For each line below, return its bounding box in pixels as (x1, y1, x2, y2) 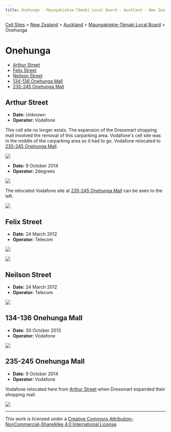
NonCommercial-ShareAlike (5, 421, 64, 427)
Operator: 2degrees (12, 168, 55, 174)
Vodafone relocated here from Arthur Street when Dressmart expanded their (5, 386, 165, 392)
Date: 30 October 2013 (12, 327, 61, 333)
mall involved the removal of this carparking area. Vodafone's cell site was (5, 132, 161, 138)
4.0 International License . (64, 421, 118, 427)
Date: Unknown (12, 112, 46, 118)
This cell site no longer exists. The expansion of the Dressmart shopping (5, 127, 157, 133)
